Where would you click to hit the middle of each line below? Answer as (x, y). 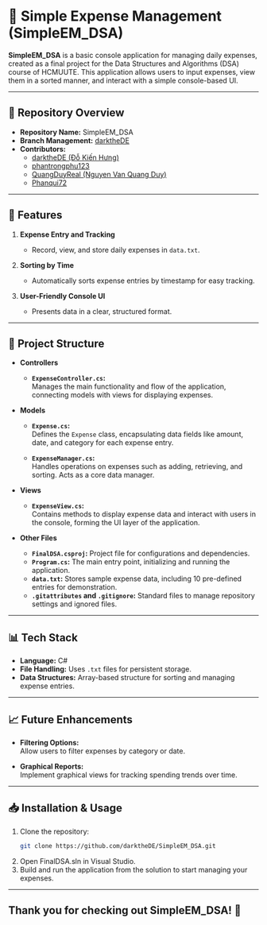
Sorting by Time (46, 265)
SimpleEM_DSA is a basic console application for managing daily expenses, (133, 55)
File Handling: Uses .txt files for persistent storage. (106, 669)
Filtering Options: (49, 743)
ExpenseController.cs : (68, 378)
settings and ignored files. (74, 604)
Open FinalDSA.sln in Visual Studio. (78, 861)
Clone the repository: (54, 831)
